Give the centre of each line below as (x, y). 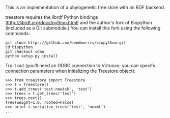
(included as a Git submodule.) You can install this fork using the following (83, 28)
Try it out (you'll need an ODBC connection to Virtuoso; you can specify (80, 65)
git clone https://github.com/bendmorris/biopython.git (66, 43)
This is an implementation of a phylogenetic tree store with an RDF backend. (85, 7)
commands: (18, 33)
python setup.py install (32, 56)
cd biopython (19, 47)
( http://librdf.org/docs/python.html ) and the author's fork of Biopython (79, 23)
